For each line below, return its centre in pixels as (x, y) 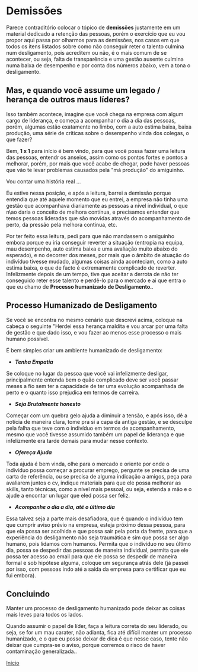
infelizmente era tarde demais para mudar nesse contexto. (78, 440)
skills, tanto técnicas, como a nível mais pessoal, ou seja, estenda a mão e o (99, 489)
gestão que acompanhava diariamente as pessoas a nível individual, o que (97, 205)
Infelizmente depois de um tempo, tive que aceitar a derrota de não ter (92, 274)
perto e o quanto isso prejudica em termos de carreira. (73, 392)
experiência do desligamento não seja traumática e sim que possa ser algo (98, 537)
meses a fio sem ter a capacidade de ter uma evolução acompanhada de (95, 386)
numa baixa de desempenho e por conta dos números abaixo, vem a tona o (98, 65)
